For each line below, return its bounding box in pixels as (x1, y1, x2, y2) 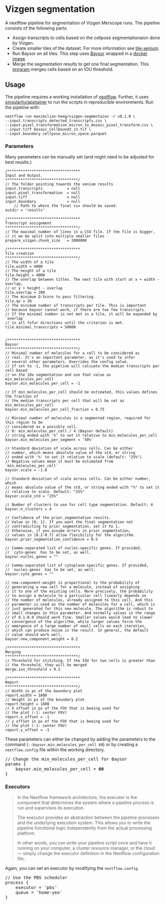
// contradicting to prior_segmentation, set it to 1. (5, 524, 120, 529)
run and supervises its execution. (17, 805, 85, 811)
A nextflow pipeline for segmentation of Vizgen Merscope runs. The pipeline (5, 20, 160, 26)
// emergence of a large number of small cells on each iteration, (5, 624, 147, 629)
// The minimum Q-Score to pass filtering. (5, 295, 96, 300)
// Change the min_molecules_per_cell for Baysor (5, 756, 128, 762)
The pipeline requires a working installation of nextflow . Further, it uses (5, 94, 149, 100)
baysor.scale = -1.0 (5, 468, 48, 473)
